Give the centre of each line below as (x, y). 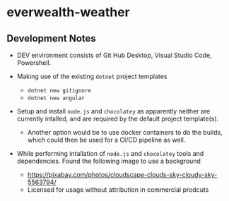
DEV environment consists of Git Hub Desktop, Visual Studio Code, (114, 55)
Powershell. (34, 63)
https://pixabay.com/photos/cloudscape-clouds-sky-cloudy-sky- (122, 175)
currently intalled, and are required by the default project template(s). (118, 118)
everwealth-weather (68, 12)
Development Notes (51, 38)
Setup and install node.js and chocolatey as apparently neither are (113, 111)
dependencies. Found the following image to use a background (108, 161)
